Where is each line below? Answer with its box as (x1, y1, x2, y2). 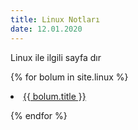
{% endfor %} (10, 109, 68, 121)
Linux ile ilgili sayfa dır (10, 51, 102, 63)
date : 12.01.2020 (10, 24, 83, 34)
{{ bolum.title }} (23, 90, 87, 102)
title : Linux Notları (10, 14, 101, 25)
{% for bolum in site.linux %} (10, 71, 129, 83)
